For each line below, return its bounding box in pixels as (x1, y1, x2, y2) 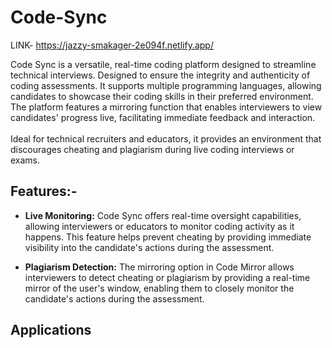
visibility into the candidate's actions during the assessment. (24, 241, 275, 253)
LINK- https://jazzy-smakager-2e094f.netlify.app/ (10, 39, 214, 51)
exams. (10, 154, 41, 166)
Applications (10, 322, 92, 339)
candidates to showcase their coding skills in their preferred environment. (10, 90, 314, 102)
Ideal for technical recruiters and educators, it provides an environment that (10, 132, 322, 145)
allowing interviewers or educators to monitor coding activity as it (24, 220, 295, 232)
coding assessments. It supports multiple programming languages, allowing (10, 79, 322, 91)
